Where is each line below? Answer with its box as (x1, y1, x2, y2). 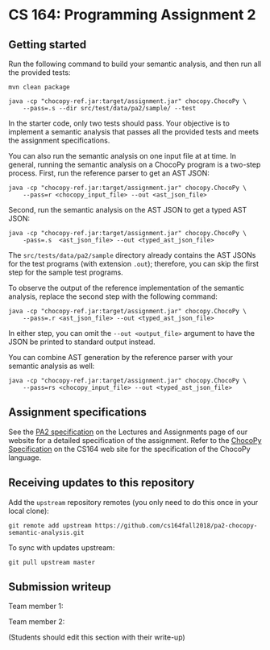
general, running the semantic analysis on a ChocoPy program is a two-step (8, 159, 261, 169)
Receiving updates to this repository (8, 476, 195, 490)
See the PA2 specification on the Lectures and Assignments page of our (8, 427, 248, 437)
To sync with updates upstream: (8, 542, 115, 553)
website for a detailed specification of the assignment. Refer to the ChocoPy (8, 435, 262, 445)
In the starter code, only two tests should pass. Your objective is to (8, 118, 230, 128)
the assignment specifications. (8, 135, 110, 145)
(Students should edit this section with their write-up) (8, 632, 185, 642)
